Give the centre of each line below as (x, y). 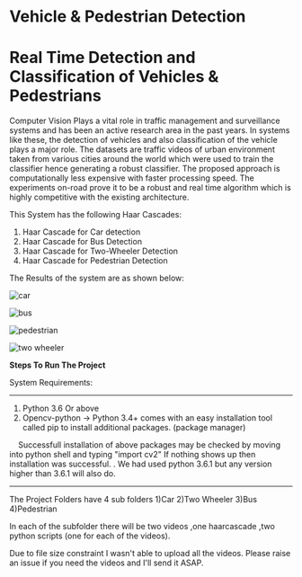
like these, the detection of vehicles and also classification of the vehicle (144, 140)
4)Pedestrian (33, 509)
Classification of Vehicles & (114, 77)
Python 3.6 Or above (61, 408)
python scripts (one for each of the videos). (90, 536)
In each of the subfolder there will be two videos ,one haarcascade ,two (142, 527)
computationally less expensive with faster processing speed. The (132, 178)
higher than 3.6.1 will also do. (63, 474)
